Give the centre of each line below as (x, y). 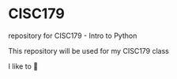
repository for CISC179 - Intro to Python (73, 36)
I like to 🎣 (23, 66)
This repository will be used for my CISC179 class (89, 51)
